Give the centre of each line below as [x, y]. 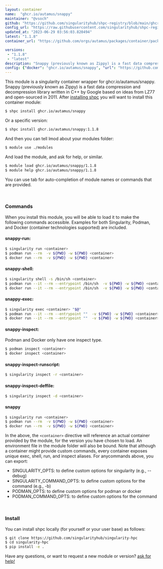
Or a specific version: [26, 120]
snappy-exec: [19, 299]
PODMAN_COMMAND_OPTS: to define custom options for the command [84, 496]
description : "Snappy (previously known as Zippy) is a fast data [73, 64]
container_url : [20, 41]
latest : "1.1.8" [21, 37]
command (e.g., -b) [32, 486]
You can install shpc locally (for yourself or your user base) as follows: [75, 529]
